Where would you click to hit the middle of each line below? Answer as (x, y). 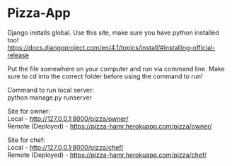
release (18, 55)
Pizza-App (39, 13)
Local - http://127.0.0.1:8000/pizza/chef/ (65, 147)
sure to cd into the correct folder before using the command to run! (105, 76)
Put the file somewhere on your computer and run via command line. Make (116, 69)
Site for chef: (26, 140)
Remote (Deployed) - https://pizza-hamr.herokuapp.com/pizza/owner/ (110, 126)
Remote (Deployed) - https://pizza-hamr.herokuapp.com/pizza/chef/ (107, 155)
